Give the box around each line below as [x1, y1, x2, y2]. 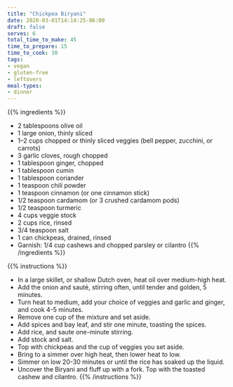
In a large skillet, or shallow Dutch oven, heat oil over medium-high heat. [17, 275, 227, 284]
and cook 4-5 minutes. [17, 306, 84, 314]
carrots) [17, 144, 41, 152]
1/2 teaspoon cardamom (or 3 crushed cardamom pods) [17, 196, 180, 204]
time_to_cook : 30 [7, 50, 58, 57]
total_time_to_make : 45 [7, 37, 77, 44]
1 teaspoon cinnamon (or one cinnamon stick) [17, 189, 149, 197]
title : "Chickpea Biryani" [7, 10, 86, 18]
